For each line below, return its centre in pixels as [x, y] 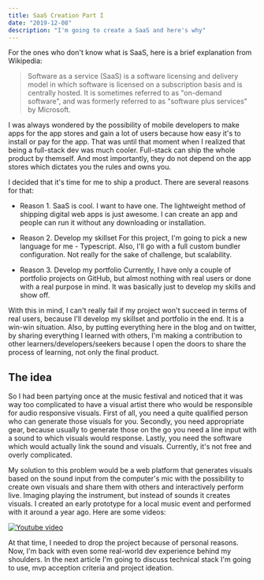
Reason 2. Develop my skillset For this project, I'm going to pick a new [133, 238]
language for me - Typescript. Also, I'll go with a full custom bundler [130, 246]
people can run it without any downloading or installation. [113, 223]
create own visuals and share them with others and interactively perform [126, 487]
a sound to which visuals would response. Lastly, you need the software [125, 438]
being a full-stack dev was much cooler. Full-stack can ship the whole [122, 150]
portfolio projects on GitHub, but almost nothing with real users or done [135, 279]
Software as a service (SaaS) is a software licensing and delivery [133, 77]
